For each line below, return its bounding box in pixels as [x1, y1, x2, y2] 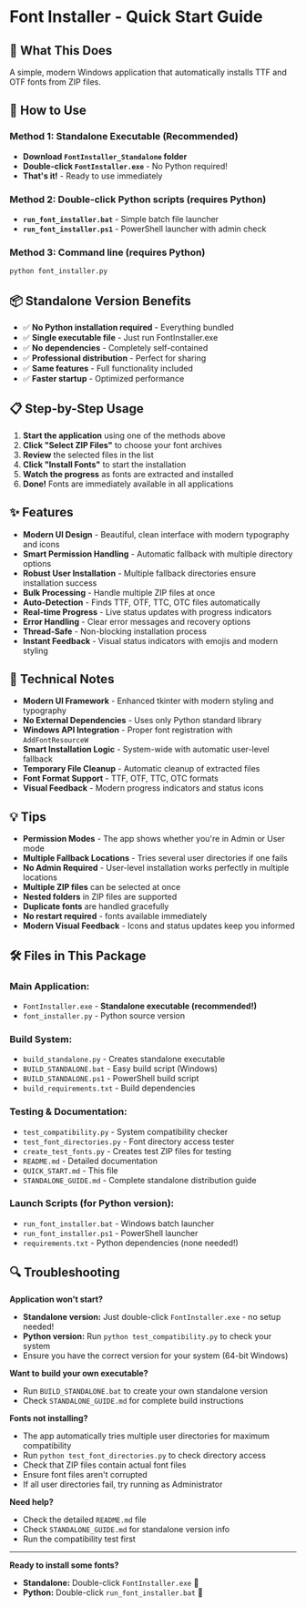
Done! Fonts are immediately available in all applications [22, 478, 234, 489]
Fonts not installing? [9, 1412, 88, 1423]
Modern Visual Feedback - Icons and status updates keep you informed [22, 920, 295, 931]
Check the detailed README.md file [22, 1514, 148, 1525]
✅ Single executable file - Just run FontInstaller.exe [22, 332, 219, 343]
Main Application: [9, 979, 90, 992]
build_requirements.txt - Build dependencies [22, 1082, 196, 1094]
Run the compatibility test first [22, 1533, 137, 1544]
